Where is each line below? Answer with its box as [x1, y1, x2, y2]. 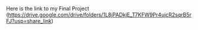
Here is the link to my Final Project [6, 5, 90, 12]
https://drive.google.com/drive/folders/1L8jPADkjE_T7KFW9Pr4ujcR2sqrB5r [8, 11, 192, 18]
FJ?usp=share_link [6, 18, 52, 24]
